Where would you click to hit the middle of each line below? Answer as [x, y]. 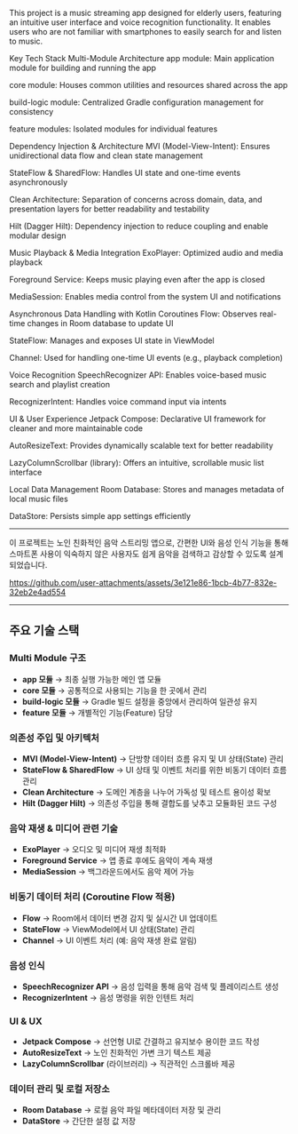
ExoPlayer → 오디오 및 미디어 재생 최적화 [94, 850]
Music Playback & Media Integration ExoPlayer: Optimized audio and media [146, 253]
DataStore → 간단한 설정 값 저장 [78, 1121]
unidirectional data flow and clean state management [106, 156]
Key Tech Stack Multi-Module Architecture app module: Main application [142, 58]
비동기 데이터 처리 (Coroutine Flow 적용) [92, 897]
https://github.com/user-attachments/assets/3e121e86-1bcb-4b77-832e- [143, 583]
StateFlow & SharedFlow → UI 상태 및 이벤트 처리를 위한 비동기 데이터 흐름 [154, 770]
